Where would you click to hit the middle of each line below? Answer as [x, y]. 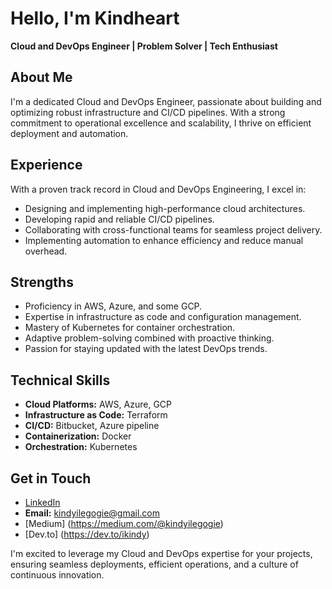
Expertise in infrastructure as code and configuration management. [163, 317]
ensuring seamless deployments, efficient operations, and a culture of [154, 564]
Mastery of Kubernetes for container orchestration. [130, 328]
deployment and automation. [69, 133]
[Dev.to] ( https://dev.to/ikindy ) [87, 534]
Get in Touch [51, 478]
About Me [41, 77]
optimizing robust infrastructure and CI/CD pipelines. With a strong [148, 112]
